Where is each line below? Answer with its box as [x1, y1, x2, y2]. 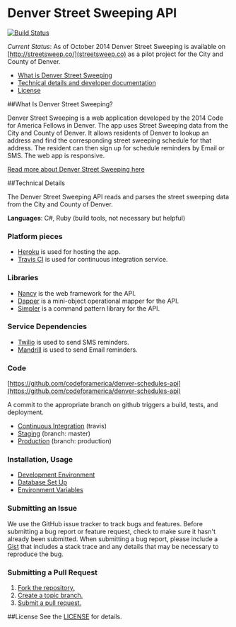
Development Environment [17, 470, 95, 479]
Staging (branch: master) [17, 429, 90, 438]
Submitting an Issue [7, 504, 78, 514]
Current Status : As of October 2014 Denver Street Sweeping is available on [7, 42, 226, 50]
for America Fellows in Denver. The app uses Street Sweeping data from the [7, 121, 228, 129]
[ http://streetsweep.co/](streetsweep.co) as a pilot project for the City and [7, 50, 224, 58]
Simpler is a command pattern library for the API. [17, 304, 160, 313]
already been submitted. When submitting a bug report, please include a [7, 534, 218, 543]
